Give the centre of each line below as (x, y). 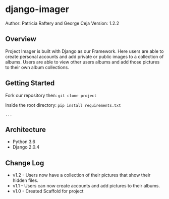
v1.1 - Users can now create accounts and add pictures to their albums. (86, 186)
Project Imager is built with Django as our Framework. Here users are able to (84, 51)
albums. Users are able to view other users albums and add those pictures (82, 62)
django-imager (37, 9)
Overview (21, 39)
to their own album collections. (37, 67)
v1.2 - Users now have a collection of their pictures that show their (81, 175)
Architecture (26, 129)
